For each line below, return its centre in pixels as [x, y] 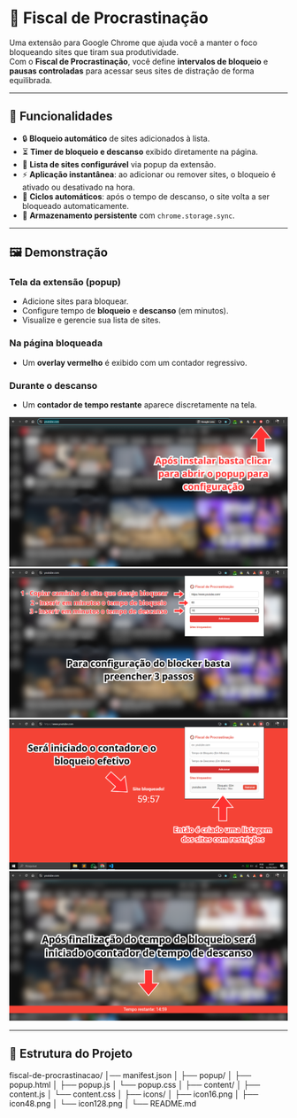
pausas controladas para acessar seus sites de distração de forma [132, 71]
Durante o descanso [53, 385]
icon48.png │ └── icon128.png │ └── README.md [103, 1103]
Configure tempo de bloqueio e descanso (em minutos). [125, 311]
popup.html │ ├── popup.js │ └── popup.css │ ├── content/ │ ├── [135, 1084]
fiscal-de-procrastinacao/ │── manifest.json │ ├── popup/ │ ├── [130, 1075]
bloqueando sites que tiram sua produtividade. [94, 51]
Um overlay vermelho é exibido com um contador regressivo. [134, 362]
